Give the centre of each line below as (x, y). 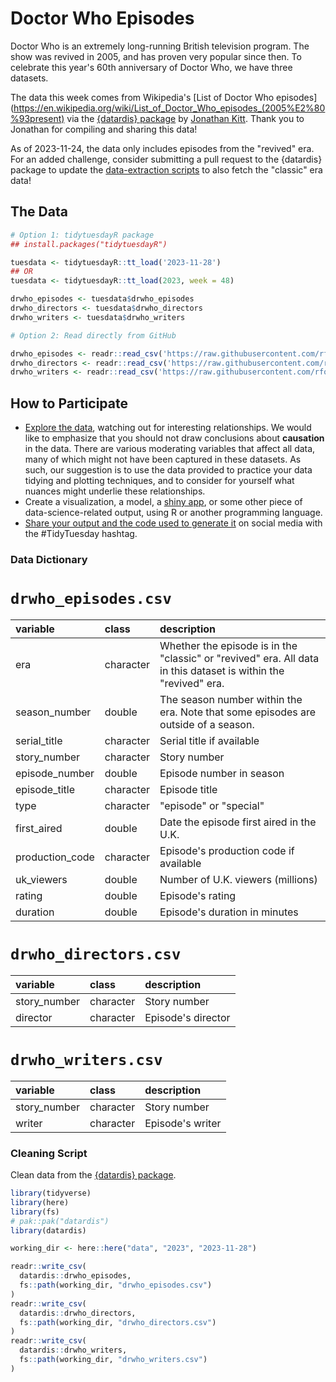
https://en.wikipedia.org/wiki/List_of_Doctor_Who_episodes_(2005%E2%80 (169, 108)
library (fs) (35, 1212)
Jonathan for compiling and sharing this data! (104, 129)
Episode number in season (222, 773)
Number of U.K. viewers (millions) (238, 879)
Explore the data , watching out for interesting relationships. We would (168, 428)
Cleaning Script (49, 1153)
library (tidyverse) (51, 1193)
